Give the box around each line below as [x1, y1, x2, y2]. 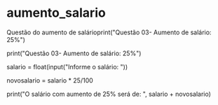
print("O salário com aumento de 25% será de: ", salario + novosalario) [6, 90, 212, 98]
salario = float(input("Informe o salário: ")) [6, 62, 128, 71]
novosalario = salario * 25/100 [6, 76, 94, 85]
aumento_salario [6, 5, 106, 21]
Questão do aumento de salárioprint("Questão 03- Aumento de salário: [6, 28, 212, 36]
